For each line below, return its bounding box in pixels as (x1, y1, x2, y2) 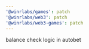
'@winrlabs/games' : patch (5, 8, 70, 15)
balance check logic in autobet (5, 36, 81, 44)
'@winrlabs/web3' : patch (5, 14, 67, 20)
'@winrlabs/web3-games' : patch (5, 20, 84, 26)
